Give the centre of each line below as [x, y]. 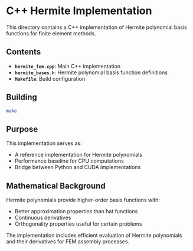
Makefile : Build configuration [50, 78]
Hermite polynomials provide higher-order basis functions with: [83, 200]
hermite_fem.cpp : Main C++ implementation [68, 66]
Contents [24, 52]
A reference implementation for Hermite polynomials [78, 155]
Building [22, 98]
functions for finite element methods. [51, 33]
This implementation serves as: [44, 143]
